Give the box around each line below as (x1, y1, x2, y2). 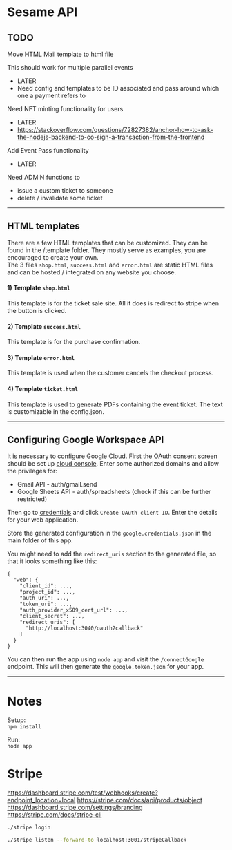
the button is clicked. (7, 307, 67, 315)
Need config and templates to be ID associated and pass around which (17, 84, 220, 92)
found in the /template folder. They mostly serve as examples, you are (7, 246, 206, 254)
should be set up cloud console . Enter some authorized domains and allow (7, 460, 220, 468)
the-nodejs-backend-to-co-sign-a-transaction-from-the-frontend (17, 133, 205, 141)
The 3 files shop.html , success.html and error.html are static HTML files (7, 261, 213, 269)
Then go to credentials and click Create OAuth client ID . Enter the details (7, 509, 218, 517)
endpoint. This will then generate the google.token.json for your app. (7, 663, 204, 671)
